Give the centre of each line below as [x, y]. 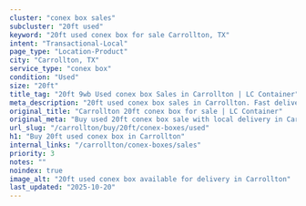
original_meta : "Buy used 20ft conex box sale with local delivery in [146, 119]
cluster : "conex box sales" [63, 18]
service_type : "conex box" [61, 69]
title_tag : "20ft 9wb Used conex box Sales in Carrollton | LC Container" [154, 94]
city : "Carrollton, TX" [55, 60]
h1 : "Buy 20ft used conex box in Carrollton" [97, 137]
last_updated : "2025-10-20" [63, 188]
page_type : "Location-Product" [69, 52]
